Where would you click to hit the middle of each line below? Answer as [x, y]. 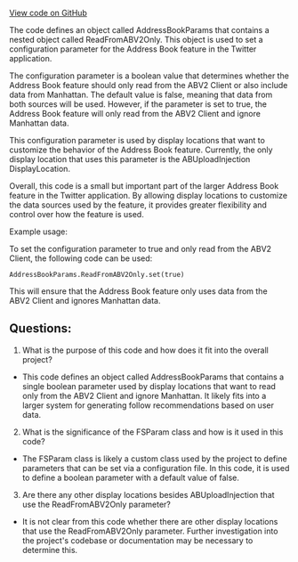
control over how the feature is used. [77, 214]
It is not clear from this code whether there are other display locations [150, 521]
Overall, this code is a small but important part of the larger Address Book [144, 186]
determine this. [50, 550]
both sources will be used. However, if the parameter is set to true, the [138, 104]
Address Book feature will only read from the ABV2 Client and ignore [135, 114]
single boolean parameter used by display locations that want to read [149, 386]
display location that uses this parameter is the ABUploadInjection [130, 159]
